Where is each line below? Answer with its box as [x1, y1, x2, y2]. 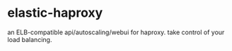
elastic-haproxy [7, 5, 103, 21]
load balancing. [7, 35, 52, 43]
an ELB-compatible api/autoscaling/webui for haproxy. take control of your [7, 28, 225, 36]
